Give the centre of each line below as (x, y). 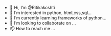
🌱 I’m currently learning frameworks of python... (58, 18)
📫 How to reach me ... (32, 28)
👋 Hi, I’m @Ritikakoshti (32, 8)
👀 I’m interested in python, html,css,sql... (51, 13)
